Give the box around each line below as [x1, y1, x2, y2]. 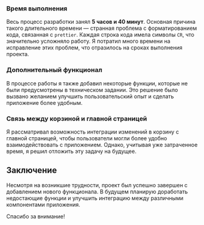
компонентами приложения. [6, 201, 80, 208]
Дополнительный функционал [6, 66, 102, 74]
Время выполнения [6, 4, 68, 13]
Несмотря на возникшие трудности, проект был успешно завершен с [6, 181, 188, 188]
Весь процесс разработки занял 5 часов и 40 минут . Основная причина [6, 18, 196, 26]
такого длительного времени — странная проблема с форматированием [6, 24, 197, 32]
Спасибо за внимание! [6, 212, 65, 220]
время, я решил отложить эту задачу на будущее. [6, 148, 137, 155]
